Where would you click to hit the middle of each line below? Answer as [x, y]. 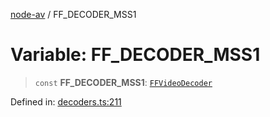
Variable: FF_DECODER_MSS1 [135, 55]
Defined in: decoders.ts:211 [66, 101]
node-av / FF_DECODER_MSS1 [73, 14]
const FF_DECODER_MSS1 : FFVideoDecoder [123, 82]
